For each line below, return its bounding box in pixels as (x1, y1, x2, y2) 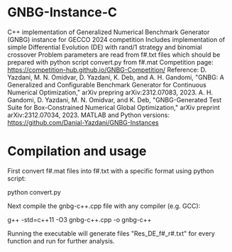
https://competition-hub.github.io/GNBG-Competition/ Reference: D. (7, 65, 207, 74)
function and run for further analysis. (7, 236, 115, 245)
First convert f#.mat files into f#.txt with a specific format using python (7, 166, 214, 175)
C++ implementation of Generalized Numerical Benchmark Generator (7, 28, 210, 36)
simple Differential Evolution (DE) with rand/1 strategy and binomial (7, 43, 202, 51)
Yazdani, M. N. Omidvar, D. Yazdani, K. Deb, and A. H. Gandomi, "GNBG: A (7, 72, 225, 82)
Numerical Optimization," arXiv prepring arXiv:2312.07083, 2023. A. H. (7, 88, 214, 97)
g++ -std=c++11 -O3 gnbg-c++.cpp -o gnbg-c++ (7, 215, 152, 224)
